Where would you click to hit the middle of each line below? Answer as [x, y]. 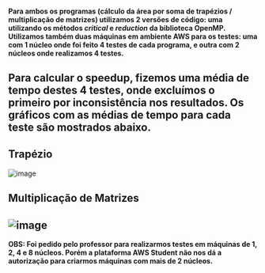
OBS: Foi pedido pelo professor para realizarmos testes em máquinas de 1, [132, 244]
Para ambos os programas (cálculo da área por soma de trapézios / [120, 11]
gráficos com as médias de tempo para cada [119, 115]
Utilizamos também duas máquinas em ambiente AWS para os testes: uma [133, 36]
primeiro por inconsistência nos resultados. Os [126, 102]
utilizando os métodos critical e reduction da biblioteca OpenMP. [117, 28]
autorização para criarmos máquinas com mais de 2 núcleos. [111, 261]
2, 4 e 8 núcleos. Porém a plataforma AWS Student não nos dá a [115, 252]
